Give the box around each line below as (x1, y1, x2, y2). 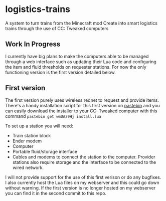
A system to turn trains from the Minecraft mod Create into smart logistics (5, 20, 158, 26)
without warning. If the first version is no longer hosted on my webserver (5, 184, 156, 191)
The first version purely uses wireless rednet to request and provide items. (5, 97, 159, 103)
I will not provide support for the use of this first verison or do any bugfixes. (5, 174, 161, 180)
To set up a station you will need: (5, 123, 74, 129)
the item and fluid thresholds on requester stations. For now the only (5, 64, 146, 70)
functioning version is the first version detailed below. (5, 69, 116, 75)
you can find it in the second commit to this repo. (5, 190, 107, 196)
